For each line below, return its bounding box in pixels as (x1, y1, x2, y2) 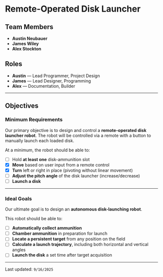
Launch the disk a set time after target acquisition (12, 252, 113, 258)
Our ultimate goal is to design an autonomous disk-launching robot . (5, 206, 142, 212)
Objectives (5, 102, 39, 110)
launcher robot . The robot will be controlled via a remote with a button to (5, 132, 151, 138)
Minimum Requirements (5, 116, 63, 123)
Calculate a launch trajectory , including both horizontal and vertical (12, 242, 149, 247)
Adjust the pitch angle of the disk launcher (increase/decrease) (12, 173, 140, 179)
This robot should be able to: (5, 216, 63, 222)
